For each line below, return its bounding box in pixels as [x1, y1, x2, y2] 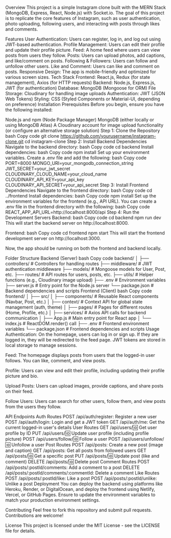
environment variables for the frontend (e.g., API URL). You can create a [5, 198, 157, 204]
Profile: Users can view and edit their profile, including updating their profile [5, 368, 165, 373]
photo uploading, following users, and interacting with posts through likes [5, 20, 160, 27]
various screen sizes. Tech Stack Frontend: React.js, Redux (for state [5, 74, 151, 80]
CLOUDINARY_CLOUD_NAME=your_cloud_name [5, 171, 107, 177]
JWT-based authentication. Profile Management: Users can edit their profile [5, 41, 165, 48]
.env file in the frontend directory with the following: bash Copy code [5, 204, 150, 209]
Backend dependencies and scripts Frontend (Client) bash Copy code [5, 288, 152, 294]
